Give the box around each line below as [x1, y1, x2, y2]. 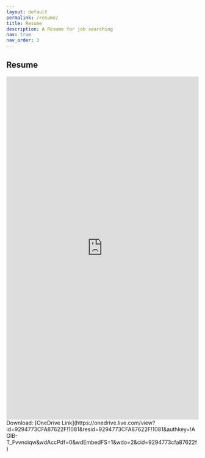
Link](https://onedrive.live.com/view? [62, 419, 156, 426]
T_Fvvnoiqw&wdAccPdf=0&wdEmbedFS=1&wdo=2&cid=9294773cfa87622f [6, 438, 197, 446]
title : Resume [6, 20, 43, 26]
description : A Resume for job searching [6, 26, 113, 32]
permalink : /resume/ [6, 15, 59, 21]
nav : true [6, 32, 32, 38]
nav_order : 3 [6, 37, 40, 43]
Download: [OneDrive [6, 419, 61, 426]
